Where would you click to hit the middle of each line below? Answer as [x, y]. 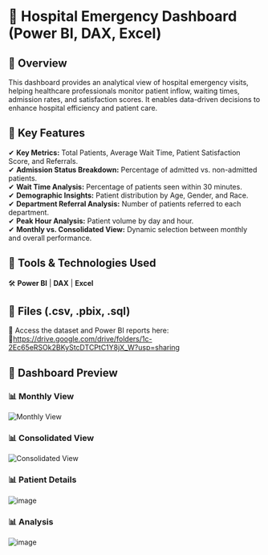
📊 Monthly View [41, 396]
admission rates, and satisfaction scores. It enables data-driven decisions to [134, 99]
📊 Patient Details [43, 480]
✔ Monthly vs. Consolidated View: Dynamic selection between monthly [128, 229]
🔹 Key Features [47, 133]
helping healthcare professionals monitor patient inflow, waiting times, [124, 91]
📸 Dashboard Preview [63, 373]
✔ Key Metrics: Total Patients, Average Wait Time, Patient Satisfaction [124, 153]
